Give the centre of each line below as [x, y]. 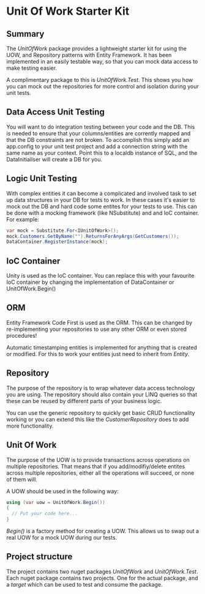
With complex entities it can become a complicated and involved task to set [102, 193]
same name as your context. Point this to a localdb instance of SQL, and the [102, 153]
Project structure [39, 557]
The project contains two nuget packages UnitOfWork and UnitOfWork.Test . [102, 571]
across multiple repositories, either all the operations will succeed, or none [100, 473]
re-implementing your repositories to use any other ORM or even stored [97, 329]
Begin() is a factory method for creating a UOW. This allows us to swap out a [103, 531]
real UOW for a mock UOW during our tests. [62, 537]
